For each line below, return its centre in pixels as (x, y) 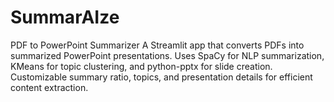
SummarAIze (65, 17)
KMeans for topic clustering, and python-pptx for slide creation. (141, 66)
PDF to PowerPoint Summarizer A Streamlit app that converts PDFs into (157, 45)
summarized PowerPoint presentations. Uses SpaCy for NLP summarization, (167, 55)
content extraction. (49, 87)
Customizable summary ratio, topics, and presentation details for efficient (161, 77)
